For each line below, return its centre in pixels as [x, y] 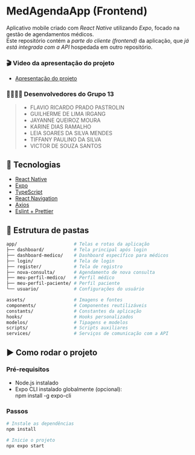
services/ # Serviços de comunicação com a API [88, 334]
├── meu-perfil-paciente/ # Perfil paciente [63, 284]
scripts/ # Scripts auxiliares [67, 328]
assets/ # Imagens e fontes [64, 300]
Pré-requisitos [28, 369]
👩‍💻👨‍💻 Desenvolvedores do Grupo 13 [60, 94]
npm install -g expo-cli [43, 395]
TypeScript [29, 192]
